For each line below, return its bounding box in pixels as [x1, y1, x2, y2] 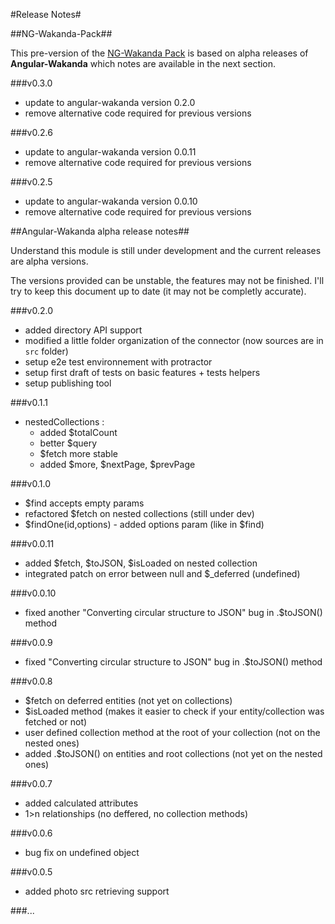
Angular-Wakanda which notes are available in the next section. [10, 58, 277, 69]
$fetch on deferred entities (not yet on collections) [24, 695, 233, 706]
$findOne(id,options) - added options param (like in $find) [24, 519, 265, 530]
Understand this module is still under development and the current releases [10, 245, 322, 256]
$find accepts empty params [24, 497, 145, 509]
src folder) [24, 345, 69, 357]
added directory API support [24, 324, 143, 336]
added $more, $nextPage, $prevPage [39, 459, 196, 470]
